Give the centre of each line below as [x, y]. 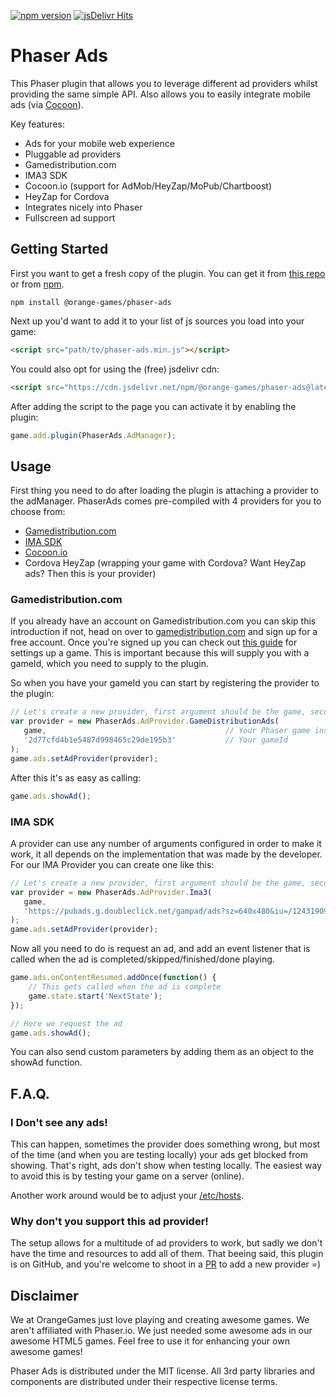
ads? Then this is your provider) [90, 574]
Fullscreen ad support [70, 217]
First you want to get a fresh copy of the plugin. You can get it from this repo [168, 273]
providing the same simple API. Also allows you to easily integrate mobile [160, 94]
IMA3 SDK [46, 175]
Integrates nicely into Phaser [83, 207]
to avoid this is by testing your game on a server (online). [127, 1176]
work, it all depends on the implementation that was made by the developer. [166, 854]
